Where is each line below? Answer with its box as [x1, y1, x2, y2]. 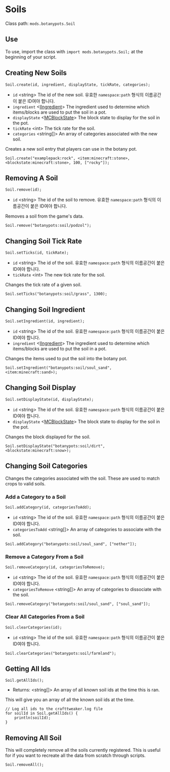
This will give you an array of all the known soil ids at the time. [5, 696, 135, 703]
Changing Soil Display [5, 383, 76, 392]
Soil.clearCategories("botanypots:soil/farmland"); [5, 651, 116, 656]
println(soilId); [14, 715, 51, 721]
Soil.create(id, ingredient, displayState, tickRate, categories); [5, 82, 151, 87]
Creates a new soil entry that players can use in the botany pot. [5, 146, 138, 152]
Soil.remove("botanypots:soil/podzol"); [5, 223, 92, 228]
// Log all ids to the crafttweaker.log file [5, 707, 103, 712]
